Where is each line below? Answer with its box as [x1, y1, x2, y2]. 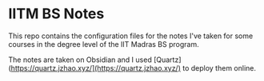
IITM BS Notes [8, 5, 105, 23]
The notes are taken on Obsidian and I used [8, 55, 152, 64]
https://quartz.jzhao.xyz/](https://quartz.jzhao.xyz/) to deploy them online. [10, 63, 257, 72]
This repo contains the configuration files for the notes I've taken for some [8, 31, 254, 40]
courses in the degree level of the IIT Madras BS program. [8, 39, 199, 48]
